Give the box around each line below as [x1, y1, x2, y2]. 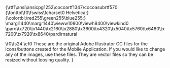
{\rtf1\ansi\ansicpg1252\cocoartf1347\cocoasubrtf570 [5, 5, 118, 10]
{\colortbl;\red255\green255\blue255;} [5, 15, 86, 21]
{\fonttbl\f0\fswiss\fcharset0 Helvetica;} [5, 10, 89, 16]
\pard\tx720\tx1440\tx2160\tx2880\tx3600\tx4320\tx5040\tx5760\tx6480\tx [5, 26, 165, 32]
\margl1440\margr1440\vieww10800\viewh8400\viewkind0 [5, 20, 129, 26]
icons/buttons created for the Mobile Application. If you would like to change [5, 46, 165, 52]
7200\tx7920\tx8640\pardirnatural [5, 31, 78, 37]
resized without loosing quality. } [5, 57, 74, 62]
